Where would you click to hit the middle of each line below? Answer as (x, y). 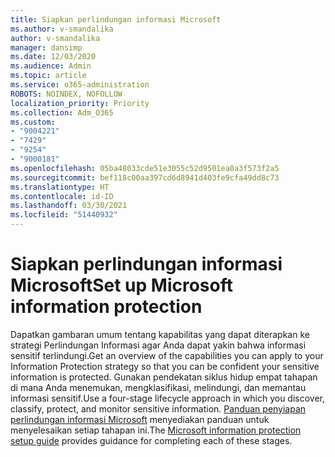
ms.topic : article (48, 76)
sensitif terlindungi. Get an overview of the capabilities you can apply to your (167, 355)
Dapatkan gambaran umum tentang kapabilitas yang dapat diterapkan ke (160, 334)
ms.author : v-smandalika (62, 29)
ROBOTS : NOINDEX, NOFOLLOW (66, 94)
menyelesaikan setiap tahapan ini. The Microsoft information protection (156, 430)
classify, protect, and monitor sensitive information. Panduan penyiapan (158, 408)
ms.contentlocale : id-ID (62, 196)
